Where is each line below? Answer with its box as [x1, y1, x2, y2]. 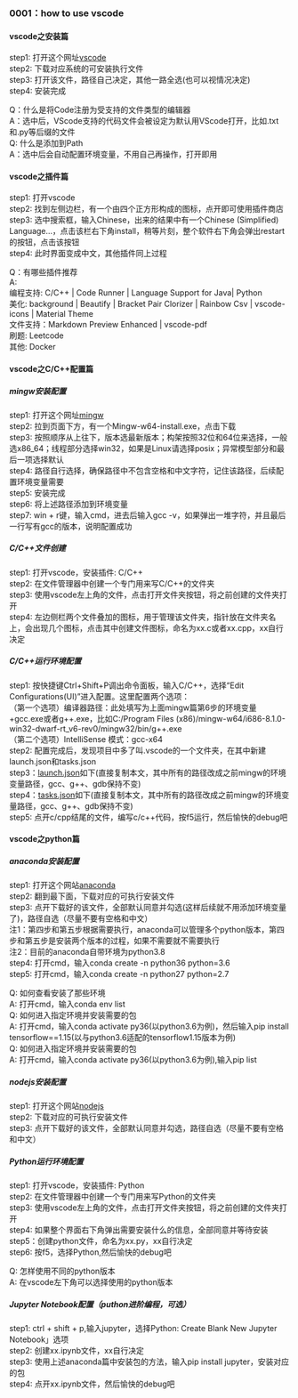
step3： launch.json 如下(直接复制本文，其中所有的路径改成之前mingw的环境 [9, 767, 286, 778]
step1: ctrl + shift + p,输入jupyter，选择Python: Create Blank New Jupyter [9, 1323, 278, 1334]
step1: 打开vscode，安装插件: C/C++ [9, 567, 144, 578]
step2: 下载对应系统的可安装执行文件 [9, 63, 144, 74]
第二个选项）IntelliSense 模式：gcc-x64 [16, 733, 163, 744]
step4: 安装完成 [9, 85, 67, 96]
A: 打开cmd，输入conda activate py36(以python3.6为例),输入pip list [9, 1055, 258, 1065]
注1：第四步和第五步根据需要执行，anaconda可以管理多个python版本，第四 [9, 925, 285, 935]
